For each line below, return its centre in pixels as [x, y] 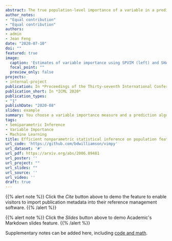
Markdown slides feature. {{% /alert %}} [48, 223]
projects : [16, 77]
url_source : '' [21, 173]
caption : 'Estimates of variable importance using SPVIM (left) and [84, 63]
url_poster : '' [21, 158]
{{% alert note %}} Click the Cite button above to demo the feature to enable [86, 197]
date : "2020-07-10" [26, 44]
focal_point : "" [27, 67]
